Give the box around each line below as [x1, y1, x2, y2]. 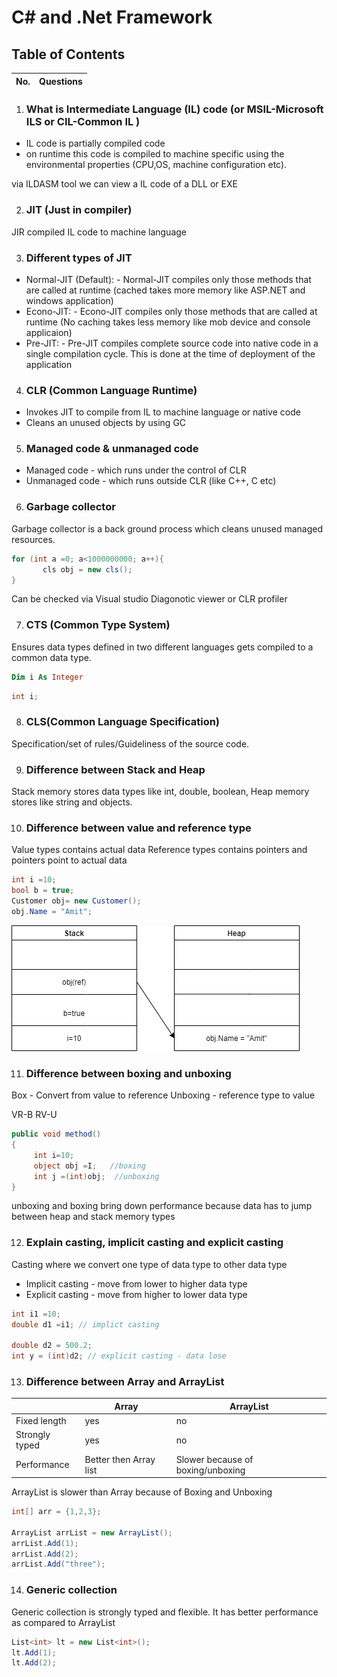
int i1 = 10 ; [11, 1309, 61, 1319]
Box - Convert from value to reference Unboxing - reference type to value [11, 1089, 316, 1101]
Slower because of [175, 1453, 254, 1465]
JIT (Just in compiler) [25, 203, 133, 217]
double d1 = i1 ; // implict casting [11, 1319, 160, 1330]
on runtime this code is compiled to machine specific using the [25, 148, 285, 160]
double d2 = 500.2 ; [11, 1341, 93, 1351]
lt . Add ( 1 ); [11, 1647, 57, 1658]
